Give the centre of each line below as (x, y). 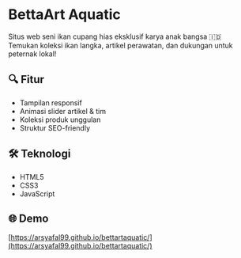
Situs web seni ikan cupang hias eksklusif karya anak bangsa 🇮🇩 (115, 36)
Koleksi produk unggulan (60, 120)
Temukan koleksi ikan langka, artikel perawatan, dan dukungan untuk (120, 45)
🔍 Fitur (26, 80)
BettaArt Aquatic (64, 15)
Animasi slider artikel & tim (63, 111)
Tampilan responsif (51, 102)
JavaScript (37, 193)
